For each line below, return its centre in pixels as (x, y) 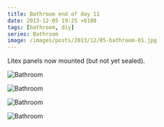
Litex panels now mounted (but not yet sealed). (76, 61)
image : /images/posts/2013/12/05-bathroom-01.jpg (82, 41)
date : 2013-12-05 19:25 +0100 (52, 21)
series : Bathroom (33, 34)
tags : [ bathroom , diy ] (41, 27)
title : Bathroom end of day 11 (54, 14)
